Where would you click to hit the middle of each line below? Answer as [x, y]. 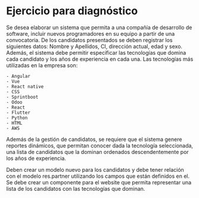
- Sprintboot [22, 97]
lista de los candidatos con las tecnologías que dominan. [76, 188]
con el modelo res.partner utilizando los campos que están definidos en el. [98, 176]
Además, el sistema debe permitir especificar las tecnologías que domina [96, 52]
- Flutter [18, 112]
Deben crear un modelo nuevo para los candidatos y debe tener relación [95, 169]
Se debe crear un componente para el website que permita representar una [99, 182]
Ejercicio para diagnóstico [72, 11]
